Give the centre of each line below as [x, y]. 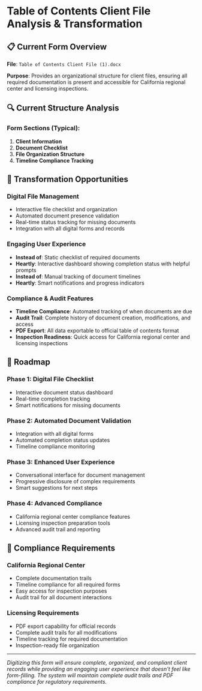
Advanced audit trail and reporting [58, 529]
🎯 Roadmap [28, 362]
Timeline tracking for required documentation [71, 639]
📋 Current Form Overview [57, 47]
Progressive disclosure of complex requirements [75, 481]
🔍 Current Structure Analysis [63, 108]
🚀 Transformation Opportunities [67, 179]
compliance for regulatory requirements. [57, 681]
